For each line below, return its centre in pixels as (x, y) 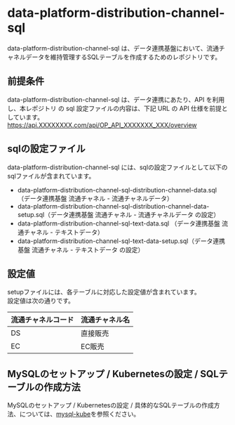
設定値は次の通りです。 (41, 301)
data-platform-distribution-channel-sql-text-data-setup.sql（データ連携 (121, 241)
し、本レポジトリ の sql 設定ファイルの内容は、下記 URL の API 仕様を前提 (115, 108)
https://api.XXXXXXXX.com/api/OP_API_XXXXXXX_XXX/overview (102, 125)
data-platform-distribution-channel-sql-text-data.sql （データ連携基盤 (119, 223)
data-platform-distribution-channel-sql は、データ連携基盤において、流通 (113, 48)
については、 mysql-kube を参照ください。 (80, 414)
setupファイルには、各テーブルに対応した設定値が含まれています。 (104, 292)
